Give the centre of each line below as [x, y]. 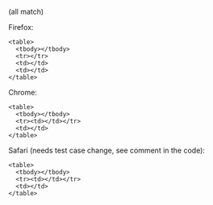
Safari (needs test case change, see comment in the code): [107, 150]
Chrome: [23, 92]
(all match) [26, 12]
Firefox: [21, 27]
